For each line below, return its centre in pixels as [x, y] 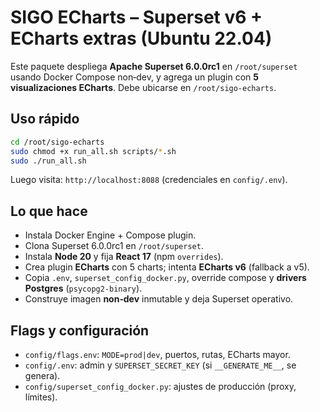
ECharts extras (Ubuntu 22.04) [141, 38]
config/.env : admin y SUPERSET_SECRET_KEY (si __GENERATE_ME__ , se [160, 365]
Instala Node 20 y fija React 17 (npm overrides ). [124, 257]
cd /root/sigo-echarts [57, 142]
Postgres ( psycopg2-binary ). [83, 288]
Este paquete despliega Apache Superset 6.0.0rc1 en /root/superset [154, 66]
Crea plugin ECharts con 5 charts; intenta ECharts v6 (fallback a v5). [167, 267]
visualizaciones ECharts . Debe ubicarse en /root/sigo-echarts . [143, 87]
